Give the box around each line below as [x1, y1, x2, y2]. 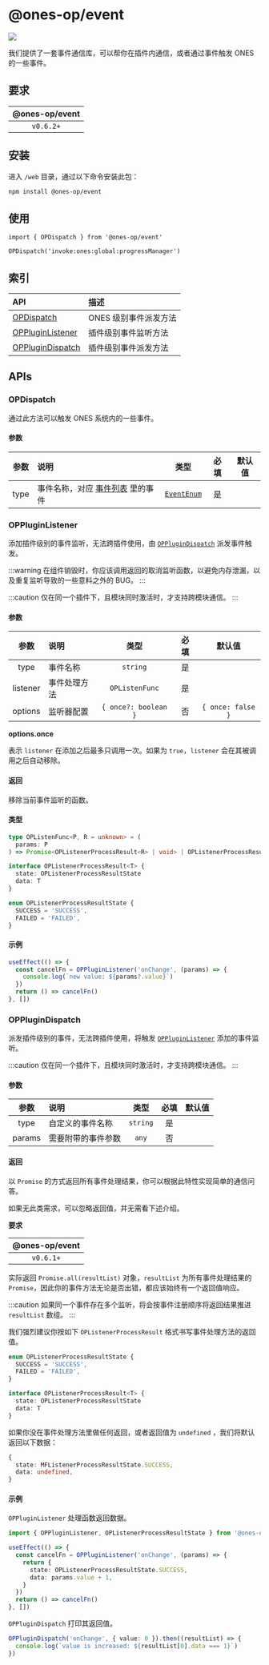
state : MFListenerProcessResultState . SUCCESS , [15, 1461, 174, 1469]
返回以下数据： [8, 1437, 58, 1446]
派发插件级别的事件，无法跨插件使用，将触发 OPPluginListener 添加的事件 [8, 1033, 252, 1043]
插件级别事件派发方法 [87, 343, 169, 354]
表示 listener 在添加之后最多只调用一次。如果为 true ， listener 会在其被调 [8, 746, 256, 756]
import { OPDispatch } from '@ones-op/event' [8, 234, 163, 242]
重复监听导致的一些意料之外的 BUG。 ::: [14, 576, 146, 585]
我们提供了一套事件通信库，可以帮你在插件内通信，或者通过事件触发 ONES [8, 48, 255, 58]
